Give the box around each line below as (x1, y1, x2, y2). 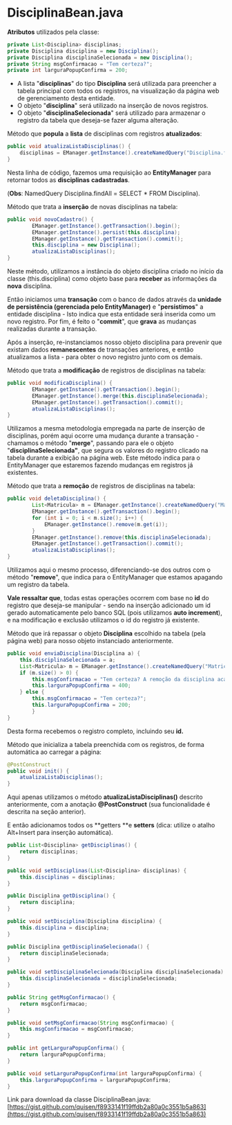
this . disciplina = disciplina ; (19, 924, 110, 931)
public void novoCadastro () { (7, 216, 95, 223)
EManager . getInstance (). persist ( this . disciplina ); (32, 228, 181, 236)
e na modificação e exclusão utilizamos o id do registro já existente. (7, 616, 200, 624)
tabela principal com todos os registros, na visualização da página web (17, 87, 220, 95)
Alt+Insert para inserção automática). (7, 829, 113, 837)
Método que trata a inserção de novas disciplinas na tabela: (7, 202, 178, 210)
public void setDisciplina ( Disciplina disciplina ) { (7, 918, 162, 925)
